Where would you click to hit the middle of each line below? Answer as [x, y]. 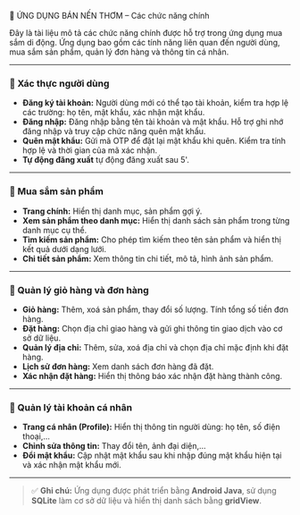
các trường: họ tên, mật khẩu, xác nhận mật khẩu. [113, 113]
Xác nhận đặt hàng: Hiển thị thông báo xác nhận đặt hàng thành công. [152, 376]
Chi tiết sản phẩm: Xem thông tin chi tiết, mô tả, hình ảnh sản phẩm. [148, 258]
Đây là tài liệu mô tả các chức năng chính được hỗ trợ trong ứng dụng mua [146, 33]
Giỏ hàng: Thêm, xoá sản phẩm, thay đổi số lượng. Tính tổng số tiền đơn [155, 309]
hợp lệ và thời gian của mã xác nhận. [90, 150]
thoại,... [36, 436]
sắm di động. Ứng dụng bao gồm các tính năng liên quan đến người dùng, [145, 42]
